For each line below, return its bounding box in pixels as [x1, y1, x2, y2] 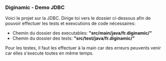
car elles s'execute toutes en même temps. [5, 50, 94, 56]
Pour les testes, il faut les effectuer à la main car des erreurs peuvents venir [5, 45, 161, 51]
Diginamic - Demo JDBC [5, 4, 65, 11]
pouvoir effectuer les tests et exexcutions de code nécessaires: [5, 20, 136, 26]
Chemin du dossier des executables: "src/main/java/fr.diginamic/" [12, 30, 152, 36]
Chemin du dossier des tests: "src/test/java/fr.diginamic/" [12, 35, 135, 41]
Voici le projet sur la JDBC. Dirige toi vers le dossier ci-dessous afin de [5, 15, 151, 21]
